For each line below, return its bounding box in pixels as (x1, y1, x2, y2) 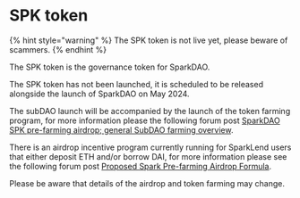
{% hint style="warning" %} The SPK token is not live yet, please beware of (9, 35, 288, 45)
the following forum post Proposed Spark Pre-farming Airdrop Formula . (9, 161, 272, 171)
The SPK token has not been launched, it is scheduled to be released (9, 78, 264, 89)
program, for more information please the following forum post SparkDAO (9, 115, 280, 126)
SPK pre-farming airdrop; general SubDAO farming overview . (9, 124, 234, 135)
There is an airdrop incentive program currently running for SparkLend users (9, 142, 292, 153)
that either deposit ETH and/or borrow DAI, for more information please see (9, 151, 287, 161)
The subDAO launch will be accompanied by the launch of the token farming (9, 105, 291, 116)
